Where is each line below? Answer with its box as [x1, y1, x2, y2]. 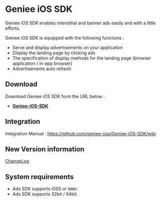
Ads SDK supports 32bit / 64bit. [12, 191, 78, 197]
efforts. [5, 25, 20, 31]
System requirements [5, 173, 74, 181]
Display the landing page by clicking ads [12, 50, 96, 56]
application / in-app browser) [12, 60, 73, 66]
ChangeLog [5, 158, 29, 164]
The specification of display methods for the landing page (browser [12, 55, 151, 61]
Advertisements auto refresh [12, 66, 71, 72]
